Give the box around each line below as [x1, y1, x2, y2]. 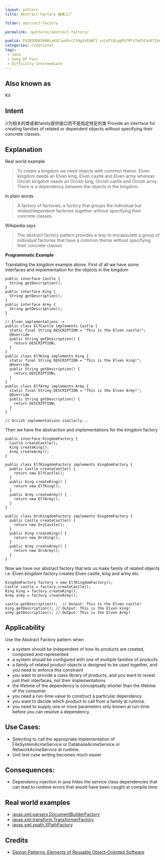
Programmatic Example [5, 252, 54, 258]
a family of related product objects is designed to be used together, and [12, 661, 158, 667]
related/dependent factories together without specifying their [17, 207, 141, 214]
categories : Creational [5, 43, 54, 48]
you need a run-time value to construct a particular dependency [12, 693, 142, 699]
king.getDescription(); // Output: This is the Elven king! [5, 605, 131, 611]
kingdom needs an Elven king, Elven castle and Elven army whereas [17, 173, 155, 179]
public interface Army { [5, 302, 56, 307]
